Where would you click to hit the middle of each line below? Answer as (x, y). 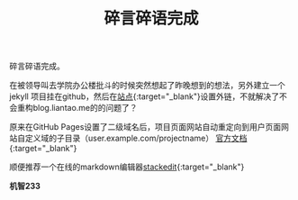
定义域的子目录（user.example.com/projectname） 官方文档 (136, 138)
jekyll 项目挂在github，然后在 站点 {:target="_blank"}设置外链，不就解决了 (144, 96)
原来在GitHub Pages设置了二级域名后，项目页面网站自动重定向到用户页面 (145, 127)
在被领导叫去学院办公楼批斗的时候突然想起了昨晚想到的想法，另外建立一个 (147, 86)
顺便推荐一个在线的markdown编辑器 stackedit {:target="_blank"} (127, 167)
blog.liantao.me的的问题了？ (85, 108)
